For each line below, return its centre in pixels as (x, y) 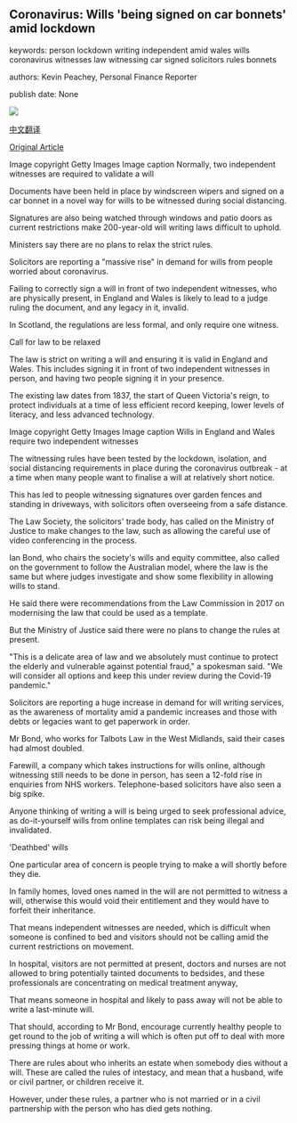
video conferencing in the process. (73, 540)
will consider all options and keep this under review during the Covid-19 (140, 676)
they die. (25, 873)
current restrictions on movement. (72, 946)
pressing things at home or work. (70, 1045)
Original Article (36, 147)
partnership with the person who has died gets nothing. (111, 1108)
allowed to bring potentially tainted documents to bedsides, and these (137, 973)
